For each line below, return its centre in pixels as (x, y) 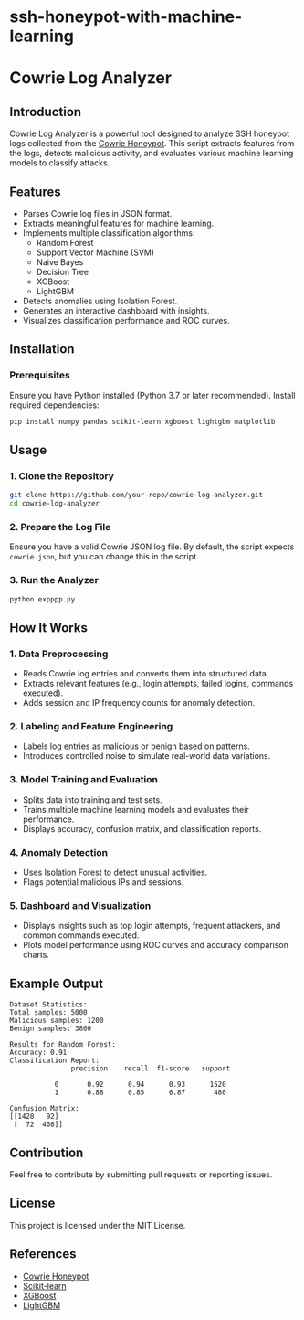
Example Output (56, 983)
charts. (36, 955)
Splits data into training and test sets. (92, 799)
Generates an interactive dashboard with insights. (116, 311)
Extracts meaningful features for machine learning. (118, 223)
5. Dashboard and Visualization (80, 905)
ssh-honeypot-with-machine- (126, 17)
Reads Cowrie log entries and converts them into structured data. (146, 674)
